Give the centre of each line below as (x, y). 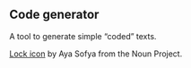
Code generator (54, 15)
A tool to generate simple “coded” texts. (83, 36)
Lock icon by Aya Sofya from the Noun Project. (96, 54)
